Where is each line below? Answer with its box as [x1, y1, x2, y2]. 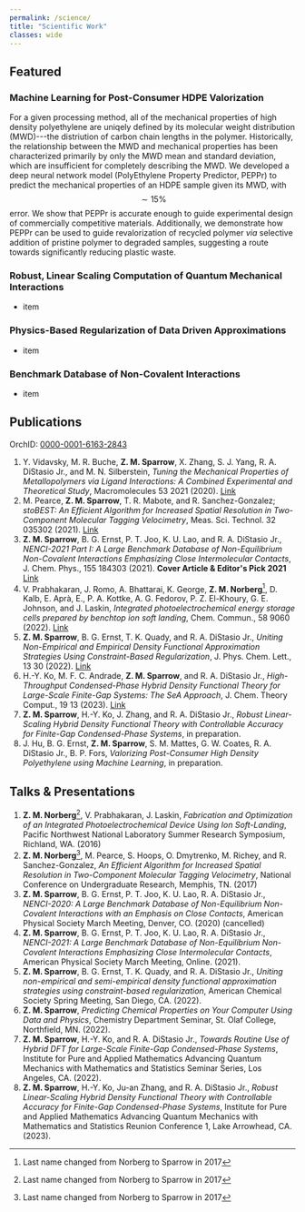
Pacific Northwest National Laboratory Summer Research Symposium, [22, 829, 286, 840]
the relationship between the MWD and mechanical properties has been [9, 141, 279, 152]
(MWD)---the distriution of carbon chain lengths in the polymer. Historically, [9, 131, 293, 142]
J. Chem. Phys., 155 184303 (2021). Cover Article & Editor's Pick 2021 [22, 562, 287, 573]
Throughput [22, 680, 68, 692]
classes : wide [9, 30, 64, 39]
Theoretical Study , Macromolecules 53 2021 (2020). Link [22, 485, 236, 496]
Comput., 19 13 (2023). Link [22, 700, 126, 711]
